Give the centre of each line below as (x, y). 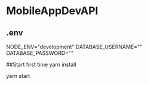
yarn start (18, 76)
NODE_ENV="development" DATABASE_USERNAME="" (74, 47)
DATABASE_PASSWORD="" (40, 53)
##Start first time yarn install (41, 64)
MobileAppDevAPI (52, 11)
